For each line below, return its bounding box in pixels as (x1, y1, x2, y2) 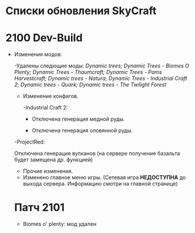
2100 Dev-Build (5, 31, 83, 45)
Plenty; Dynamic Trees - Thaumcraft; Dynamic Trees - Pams (14, 69, 162, 76)
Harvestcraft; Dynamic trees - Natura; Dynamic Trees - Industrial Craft (14, 75, 187, 82)
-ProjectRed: (14, 138, 45, 145)
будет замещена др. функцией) (14, 156, 93, 163)
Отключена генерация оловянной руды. (31, 127, 133, 134)
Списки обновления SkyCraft (5, 4, 157, 18)
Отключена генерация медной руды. (31, 115, 125, 122)
